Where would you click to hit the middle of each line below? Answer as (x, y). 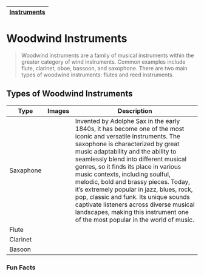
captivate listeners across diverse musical (135, 204)
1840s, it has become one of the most (130, 129)
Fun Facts (21, 268)
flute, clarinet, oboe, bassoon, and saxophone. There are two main (104, 68)
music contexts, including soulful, (123, 174)
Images (59, 110)
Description (135, 110)
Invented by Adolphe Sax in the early (127, 121)
